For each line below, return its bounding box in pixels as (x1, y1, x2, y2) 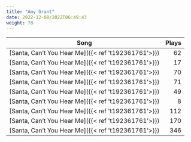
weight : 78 (6, 20, 34, 26)
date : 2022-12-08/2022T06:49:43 (6, 14, 87, 20)
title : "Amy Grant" (6, 8, 55, 15)
